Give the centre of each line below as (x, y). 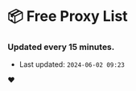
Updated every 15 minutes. (61, 48)
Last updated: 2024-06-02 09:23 (72, 64)
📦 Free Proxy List (68, 17)
